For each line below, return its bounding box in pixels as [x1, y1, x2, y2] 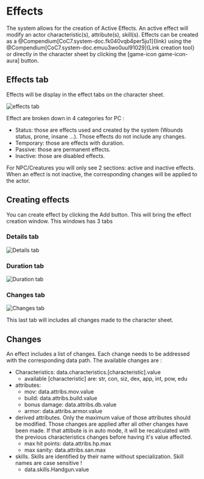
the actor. [6, 177, 30, 184]
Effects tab [6, 74, 49, 85]
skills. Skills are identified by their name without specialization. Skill [15, 453, 184, 460]
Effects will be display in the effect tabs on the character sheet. [6, 90, 165, 98]
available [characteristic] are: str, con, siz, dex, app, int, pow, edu [24, 375, 188, 383]
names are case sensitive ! [15, 459, 82, 467]
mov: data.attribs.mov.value [24, 388, 94, 395]
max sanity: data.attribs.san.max [24, 447, 107, 454]
